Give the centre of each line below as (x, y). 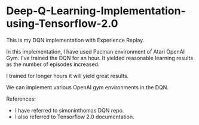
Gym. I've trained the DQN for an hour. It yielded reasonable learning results (99, 58)
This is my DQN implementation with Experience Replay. (75, 40)
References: (21, 99)
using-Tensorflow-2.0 (62, 24)
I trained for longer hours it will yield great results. (68, 76)
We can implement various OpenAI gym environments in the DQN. (88, 87)
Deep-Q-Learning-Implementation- (96, 11)
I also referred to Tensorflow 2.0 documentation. (74, 117)
